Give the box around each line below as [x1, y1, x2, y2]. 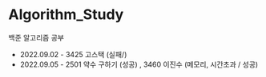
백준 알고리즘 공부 [8, 33, 64, 42]
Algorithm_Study [8, 6, 124, 24]
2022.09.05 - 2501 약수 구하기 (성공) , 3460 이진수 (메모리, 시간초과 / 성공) [19, 60, 259, 69]
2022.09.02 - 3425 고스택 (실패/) [19, 49, 127, 59]
